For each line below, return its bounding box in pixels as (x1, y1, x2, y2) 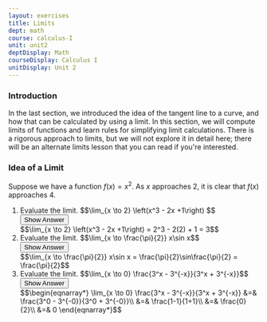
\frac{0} (220, 296, 247, 306)
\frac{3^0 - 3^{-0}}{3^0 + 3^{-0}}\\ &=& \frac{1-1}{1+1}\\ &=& (19, 296, 219, 306)
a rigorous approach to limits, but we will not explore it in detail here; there (8, 133, 253, 144)
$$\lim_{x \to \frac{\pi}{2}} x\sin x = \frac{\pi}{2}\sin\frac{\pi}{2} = (19, 252, 238, 261)
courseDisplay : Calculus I (8, 57, 98, 65)
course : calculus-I (8, 34, 73, 42)
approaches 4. (8, 190, 56, 200)
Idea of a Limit (8, 161, 65, 173)
